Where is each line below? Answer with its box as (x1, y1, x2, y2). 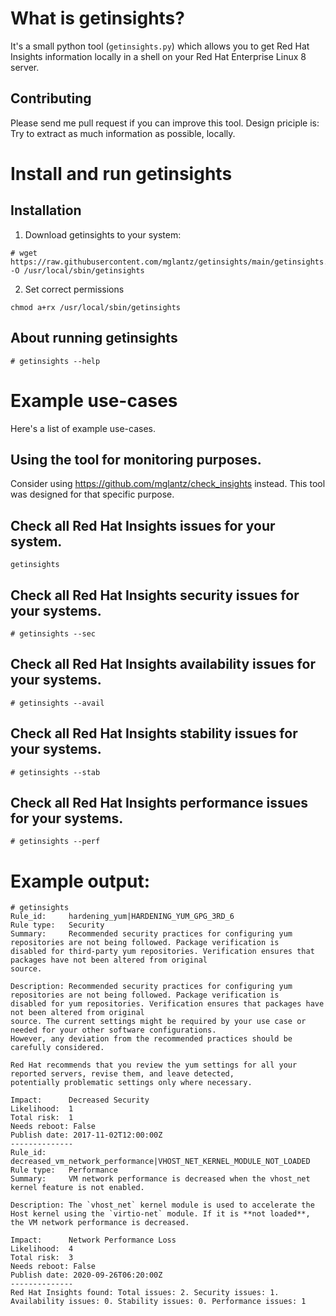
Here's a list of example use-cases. (10, 422, 157, 434)
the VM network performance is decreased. (10, 1218, 190, 1228)
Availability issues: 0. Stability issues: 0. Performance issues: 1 (10, 1297, 307, 1307)
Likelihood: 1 (10, 1104, 74, 1114)
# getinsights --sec (10, 628, 97, 639)
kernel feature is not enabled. (10, 1183, 145, 1193)
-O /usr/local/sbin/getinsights (10, 265, 145, 276)
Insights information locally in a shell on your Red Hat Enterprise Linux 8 (10, 50, 307, 62)
